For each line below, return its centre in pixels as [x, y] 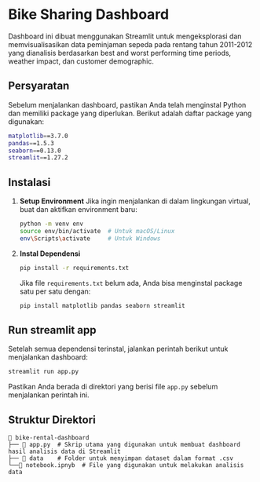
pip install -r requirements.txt [74, 268]
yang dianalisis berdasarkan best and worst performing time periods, [120, 53]
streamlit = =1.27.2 [38, 158]
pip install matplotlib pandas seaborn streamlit [103, 305]
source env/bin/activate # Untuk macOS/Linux [97, 231]
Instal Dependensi [50, 254]
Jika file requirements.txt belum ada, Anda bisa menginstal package [131, 283]
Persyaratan [39, 86]
